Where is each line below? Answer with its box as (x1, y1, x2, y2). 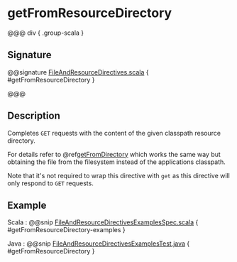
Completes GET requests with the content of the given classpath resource (7, 129, 221, 137)
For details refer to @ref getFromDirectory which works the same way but (7, 150, 221, 158)
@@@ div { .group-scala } (7, 28, 84, 37)
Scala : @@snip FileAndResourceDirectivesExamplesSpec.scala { (7, 218, 199, 226)
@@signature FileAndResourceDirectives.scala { (7, 67, 149, 76)
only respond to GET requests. (7, 179, 94, 187)
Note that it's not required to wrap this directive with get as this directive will (7, 171, 231, 180)
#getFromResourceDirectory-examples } (7, 226, 126, 234)
